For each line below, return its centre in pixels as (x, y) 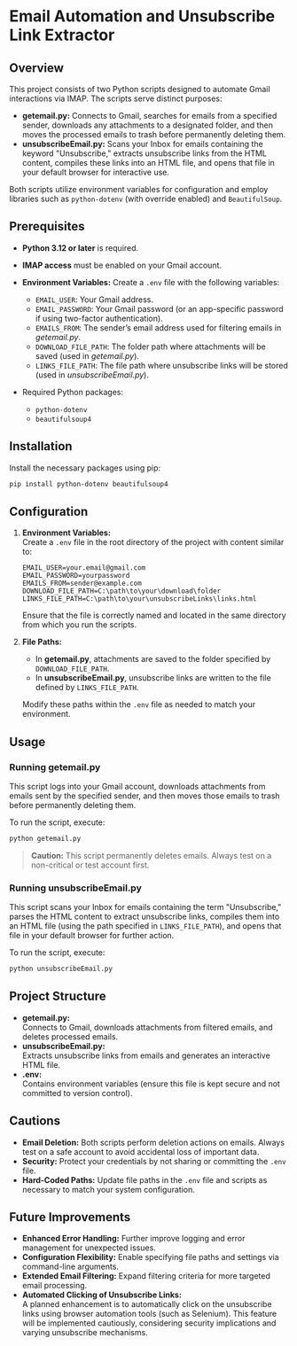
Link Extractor (62, 35)
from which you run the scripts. (79, 625)
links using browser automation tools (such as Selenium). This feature (149, 1314)
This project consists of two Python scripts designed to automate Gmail (140, 89)
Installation (41, 446)
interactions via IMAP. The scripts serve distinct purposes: (116, 98)
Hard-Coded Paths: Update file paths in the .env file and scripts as (145, 1179)
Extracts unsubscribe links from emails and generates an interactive (146, 1055)
